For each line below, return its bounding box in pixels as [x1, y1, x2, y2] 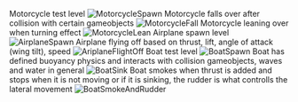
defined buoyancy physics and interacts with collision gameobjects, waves [9, 56, 283, 66]
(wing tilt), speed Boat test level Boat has [9, 46, 286, 57]
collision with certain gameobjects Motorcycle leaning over [9, 18, 289, 28]
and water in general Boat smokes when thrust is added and [9, 65, 272, 75]
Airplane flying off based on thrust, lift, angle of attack [75, 36, 273, 47]
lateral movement [9, 84, 73, 94]
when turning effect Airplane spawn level [9, 27, 230, 37]
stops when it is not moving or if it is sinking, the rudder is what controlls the [9, 75, 288, 84]
